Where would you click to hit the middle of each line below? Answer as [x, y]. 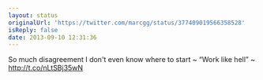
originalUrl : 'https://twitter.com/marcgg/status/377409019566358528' [127, 23]
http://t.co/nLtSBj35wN [46, 68]
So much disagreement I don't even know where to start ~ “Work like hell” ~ [131, 60]
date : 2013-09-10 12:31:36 [53, 37]
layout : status [33, 15]
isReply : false [33, 30]
